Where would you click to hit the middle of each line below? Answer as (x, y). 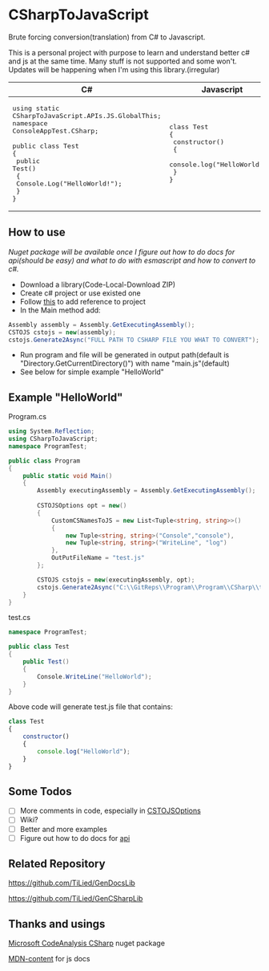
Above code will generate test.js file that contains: (91, 707)
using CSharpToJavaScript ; (53, 439)
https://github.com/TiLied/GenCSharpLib (76, 899)
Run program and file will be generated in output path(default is (124, 355)
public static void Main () (68, 475)
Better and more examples (64, 829)
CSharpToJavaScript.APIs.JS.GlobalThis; (87, 115)
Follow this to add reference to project (83, 301)
